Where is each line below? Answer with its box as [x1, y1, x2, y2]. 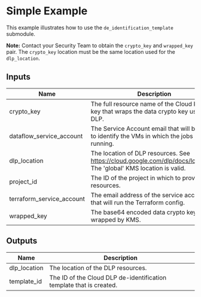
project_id [9, 177, 38, 186]
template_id [9, 277, 42, 285]
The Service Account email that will [90, 124, 190, 133]
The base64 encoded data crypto [90, 208, 185, 216]
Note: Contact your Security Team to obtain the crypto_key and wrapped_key [6, 42, 193, 49]
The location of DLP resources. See [90, 149, 190, 157]
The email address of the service [90, 191, 184, 199]
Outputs [6, 236, 38, 246]
